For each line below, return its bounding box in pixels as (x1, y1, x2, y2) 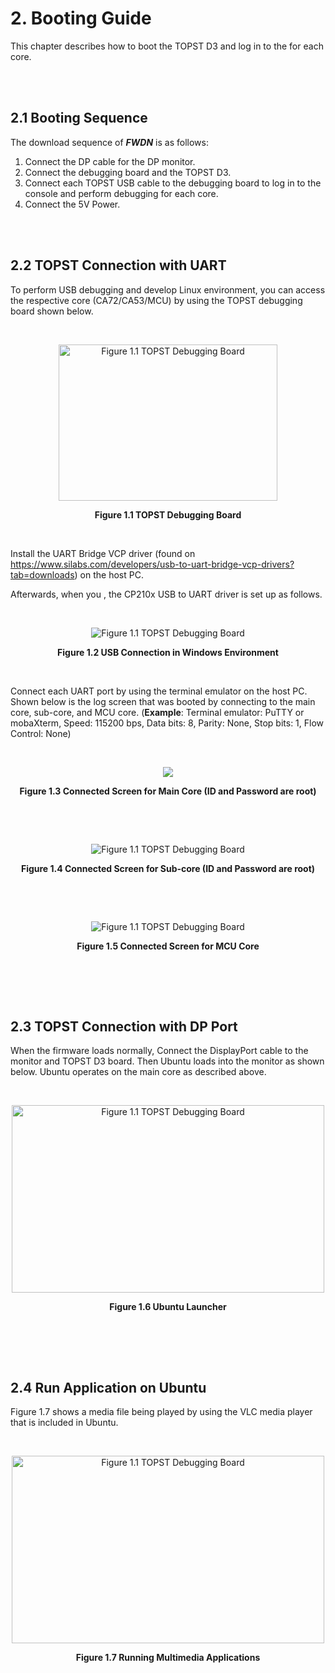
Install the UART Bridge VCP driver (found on (10, 547, 196, 559)
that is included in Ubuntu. (10, 1417, 119, 1429)
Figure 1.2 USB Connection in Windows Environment (57, 646, 279, 658)
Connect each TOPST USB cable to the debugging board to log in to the (24, 177, 322, 189)
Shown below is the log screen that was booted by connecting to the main (10, 695, 316, 707)
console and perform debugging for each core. (24, 187, 219, 199)
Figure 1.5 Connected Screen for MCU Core (76, 940, 260, 952)
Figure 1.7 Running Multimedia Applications (75, 1652, 261, 1664)
